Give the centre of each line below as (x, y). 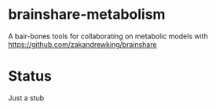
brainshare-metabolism (87, 15)
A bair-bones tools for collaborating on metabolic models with (108, 36)
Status (30, 76)
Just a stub (26, 98)
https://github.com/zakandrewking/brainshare (82, 44)
